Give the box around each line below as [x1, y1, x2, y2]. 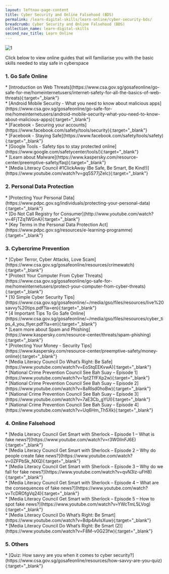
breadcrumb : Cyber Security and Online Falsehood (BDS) [5, 21, 125, 27]
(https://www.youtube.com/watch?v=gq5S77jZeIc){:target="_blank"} [5, 170, 148, 176]
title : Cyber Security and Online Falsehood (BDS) [5, 12, 114, 17]
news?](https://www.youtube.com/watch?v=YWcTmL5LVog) [26, 501, 151, 507]
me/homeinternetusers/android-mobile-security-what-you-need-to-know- [5, 111, 160, 117]
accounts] [65, 122, 87, 128]
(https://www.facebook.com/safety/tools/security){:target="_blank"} [5, 127, 148, 133]
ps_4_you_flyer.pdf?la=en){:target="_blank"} [5, 321, 97, 327]
